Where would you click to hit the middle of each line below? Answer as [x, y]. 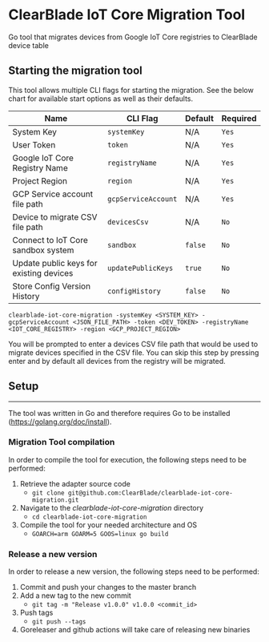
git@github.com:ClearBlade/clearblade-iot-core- [151, 493]
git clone [48, 493]
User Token [34, 144]
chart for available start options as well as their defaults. [101, 99]
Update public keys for [55, 263]
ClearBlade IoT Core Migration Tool [127, 15]
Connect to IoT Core [50, 240]
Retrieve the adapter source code [75, 483]
